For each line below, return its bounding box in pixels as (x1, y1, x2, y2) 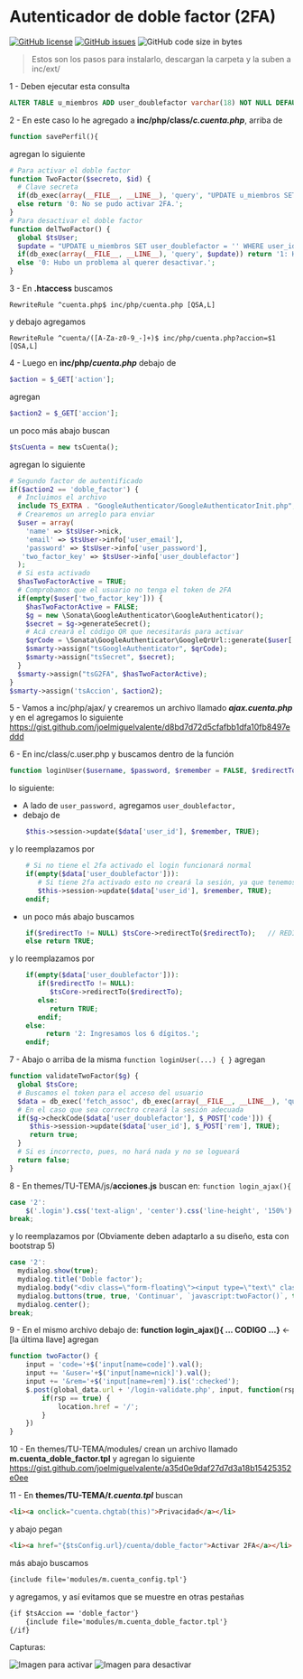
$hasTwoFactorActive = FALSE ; (25, 602, 140, 611)
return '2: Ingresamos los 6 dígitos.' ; (45, 1030, 200, 1039)
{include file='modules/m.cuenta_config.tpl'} (9, 1574, 188, 1584)
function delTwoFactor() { (9, 224, 111, 234)
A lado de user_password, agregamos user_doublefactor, (22, 800, 236, 811)
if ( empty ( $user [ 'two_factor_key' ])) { (17, 593, 164, 602)
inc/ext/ (31, 63, 60, 74)
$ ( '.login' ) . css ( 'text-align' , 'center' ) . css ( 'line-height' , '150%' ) (25, 1206, 293, 1216)
